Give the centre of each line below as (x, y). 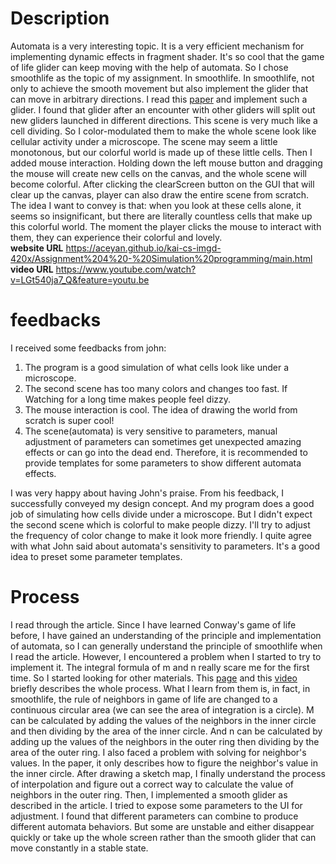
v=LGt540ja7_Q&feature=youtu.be (80, 279)
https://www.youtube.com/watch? (126, 269)
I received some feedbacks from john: (88, 348)
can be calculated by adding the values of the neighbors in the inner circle (163, 720)
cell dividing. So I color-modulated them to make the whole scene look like (163, 131)
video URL (32, 269)
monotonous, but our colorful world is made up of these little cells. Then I (161, 152)
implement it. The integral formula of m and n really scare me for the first (160, 667)
